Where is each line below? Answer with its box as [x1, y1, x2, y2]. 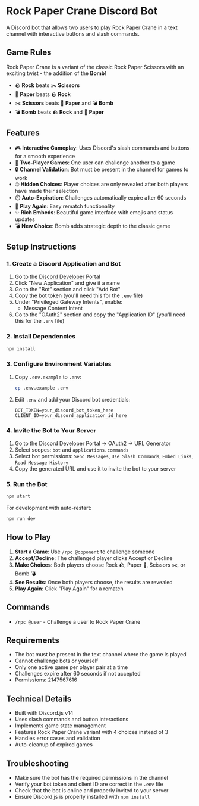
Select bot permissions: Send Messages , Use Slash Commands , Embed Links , [14, 452, 194, 459]
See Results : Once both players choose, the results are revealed [14, 578, 173, 586]
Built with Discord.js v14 [14, 709, 74, 717]
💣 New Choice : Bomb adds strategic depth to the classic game [14, 222, 170, 229]
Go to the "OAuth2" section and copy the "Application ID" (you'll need [14, 311, 186, 318]
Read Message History [14, 460, 68, 466]
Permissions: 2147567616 [14, 676, 77, 683]
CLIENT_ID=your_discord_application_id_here [14, 412, 127, 418]
